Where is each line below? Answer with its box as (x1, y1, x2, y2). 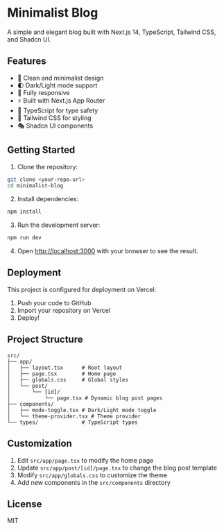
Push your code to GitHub (17, 298, 92, 307)
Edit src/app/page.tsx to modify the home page (17, 456, 154, 464)
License (7, 498, 42, 510)
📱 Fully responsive (17, 88, 71, 96)
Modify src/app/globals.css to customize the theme (17, 470, 168, 479)
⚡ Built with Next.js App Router (17, 96, 105, 105)
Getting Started (7, 144, 76, 156)
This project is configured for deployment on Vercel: (7, 285, 157, 293)
